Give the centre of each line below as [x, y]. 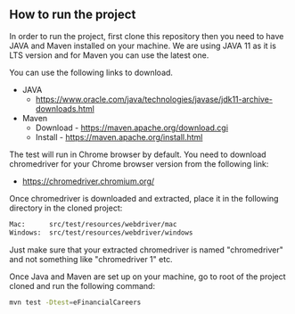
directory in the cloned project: [66, 208]
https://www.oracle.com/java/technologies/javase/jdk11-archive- [154, 99]
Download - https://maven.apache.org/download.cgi [132, 128]
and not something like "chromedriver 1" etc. [91, 259]
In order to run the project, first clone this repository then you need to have [147, 36]
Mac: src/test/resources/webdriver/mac [93, 224]
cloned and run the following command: [82, 285]
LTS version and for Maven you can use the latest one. [109, 55]
